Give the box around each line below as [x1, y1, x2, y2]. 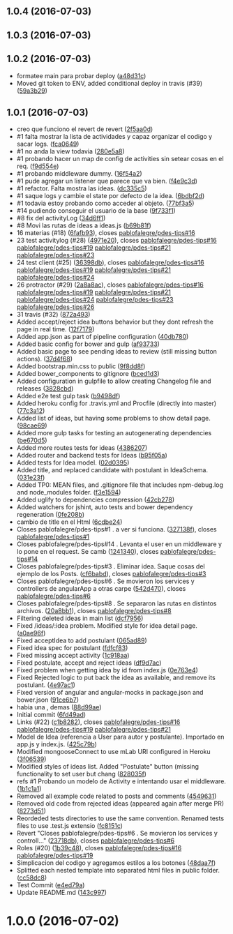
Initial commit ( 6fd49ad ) [16, 711, 87, 719]
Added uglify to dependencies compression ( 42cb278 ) [16, 495, 175, 504]
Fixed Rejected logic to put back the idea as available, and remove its [16, 673, 216, 682]
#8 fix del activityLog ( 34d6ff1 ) [16, 214, 106, 223]
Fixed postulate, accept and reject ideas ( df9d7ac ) [16, 658, 162, 667]
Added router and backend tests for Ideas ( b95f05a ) [16, 451, 168, 460]
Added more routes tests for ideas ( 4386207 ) [16, 444, 148, 452]
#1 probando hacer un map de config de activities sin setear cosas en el [16, 155, 224, 163]
